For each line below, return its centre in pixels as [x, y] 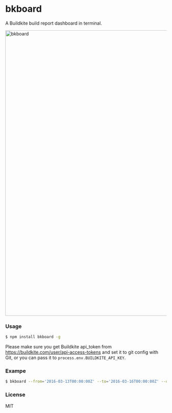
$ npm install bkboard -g [33, 337]
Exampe [16, 371]
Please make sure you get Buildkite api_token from [58, 347]
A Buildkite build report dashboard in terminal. [54, 23]
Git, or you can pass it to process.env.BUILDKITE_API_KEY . [66, 358]
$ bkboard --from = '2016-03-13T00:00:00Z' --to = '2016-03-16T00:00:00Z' [82, 382]
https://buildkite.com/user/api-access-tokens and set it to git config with [82, 352]
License [15, 395]
